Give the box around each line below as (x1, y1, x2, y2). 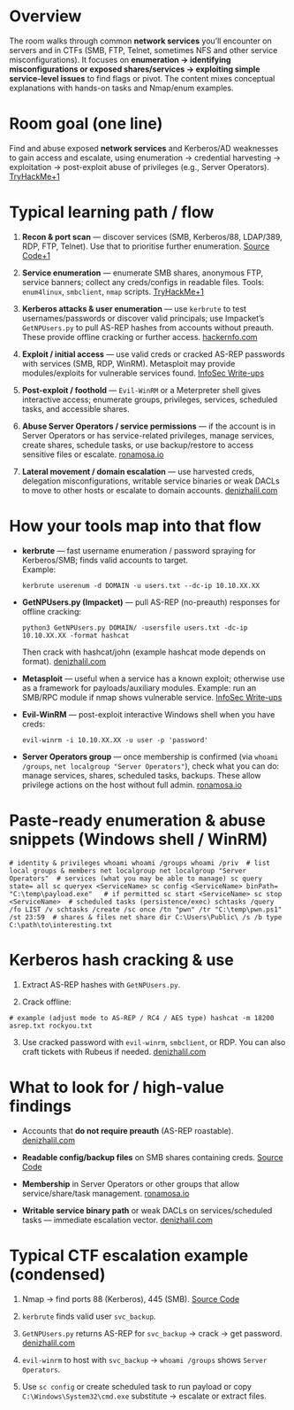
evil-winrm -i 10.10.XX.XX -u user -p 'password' (21, 735, 209, 745)
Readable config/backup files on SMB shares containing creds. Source (21, 1151, 284, 1162)
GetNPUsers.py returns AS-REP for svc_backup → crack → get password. (21, 1328, 283, 1338)
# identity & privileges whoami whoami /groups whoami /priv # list (9, 858, 271, 867)
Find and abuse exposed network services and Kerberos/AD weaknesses (9, 143, 279, 153)
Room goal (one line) (9, 113, 163, 134)
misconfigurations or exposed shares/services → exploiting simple (9, 64, 260, 74)
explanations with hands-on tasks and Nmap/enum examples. (9, 82, 234, 93)
